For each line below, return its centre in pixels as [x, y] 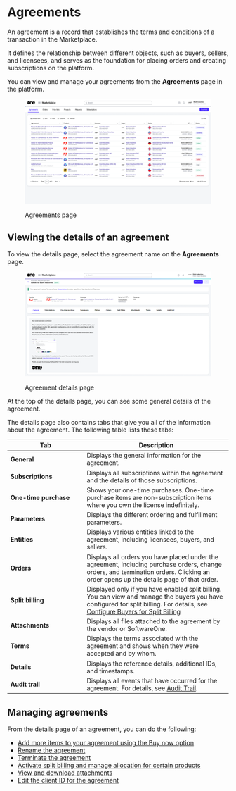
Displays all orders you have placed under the [153, 556]
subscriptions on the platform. [51, 68]
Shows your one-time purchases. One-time [150, 490]
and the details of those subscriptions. [142, 480]
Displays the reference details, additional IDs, [152, 664]
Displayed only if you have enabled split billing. [154, 589]
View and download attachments [65, 773]
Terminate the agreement [54, 758]
